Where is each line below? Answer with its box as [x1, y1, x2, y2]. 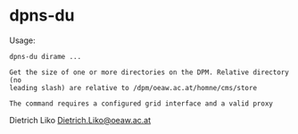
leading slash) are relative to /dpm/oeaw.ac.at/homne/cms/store [9, 83, 257, 92]
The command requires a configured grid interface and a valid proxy [9, 99, 274, 108]
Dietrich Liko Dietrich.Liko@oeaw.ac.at [9, 114, 152, 125]
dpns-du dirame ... [9, 52, 82, 61]
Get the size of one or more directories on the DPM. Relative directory [9, 68, 290, 77]
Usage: [9, 35, 36, 46]
